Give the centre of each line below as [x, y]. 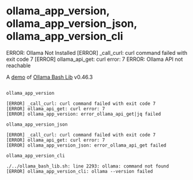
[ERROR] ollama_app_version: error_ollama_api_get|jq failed [84, 114]
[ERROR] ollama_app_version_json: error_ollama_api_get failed [86, 145]
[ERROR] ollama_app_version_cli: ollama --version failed [80, 171]
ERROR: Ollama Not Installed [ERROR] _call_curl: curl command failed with [97, 52]
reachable [18, 65]
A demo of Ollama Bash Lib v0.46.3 [50, 77]
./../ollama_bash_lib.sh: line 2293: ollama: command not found [88, 166]
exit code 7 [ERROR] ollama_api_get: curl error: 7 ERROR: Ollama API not [95, 59]
